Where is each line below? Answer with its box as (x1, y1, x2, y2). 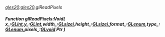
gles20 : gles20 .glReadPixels (5, 4, 62, 10)
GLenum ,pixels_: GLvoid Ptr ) (5, 26, 65, 32)
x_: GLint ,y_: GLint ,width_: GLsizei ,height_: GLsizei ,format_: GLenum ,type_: (5, 21, 160, 27)
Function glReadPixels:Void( (5, 15, 65, 21)
